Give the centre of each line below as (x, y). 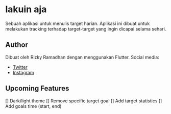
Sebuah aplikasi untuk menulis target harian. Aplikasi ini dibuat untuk (78, 23)
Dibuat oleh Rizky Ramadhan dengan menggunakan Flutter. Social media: (82, 57)
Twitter (20, 67)
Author (17, 45)
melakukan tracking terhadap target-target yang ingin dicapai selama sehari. (86, 28)
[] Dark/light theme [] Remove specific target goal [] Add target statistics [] (84, 101)
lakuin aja (26, 9)
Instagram (23, 72)
